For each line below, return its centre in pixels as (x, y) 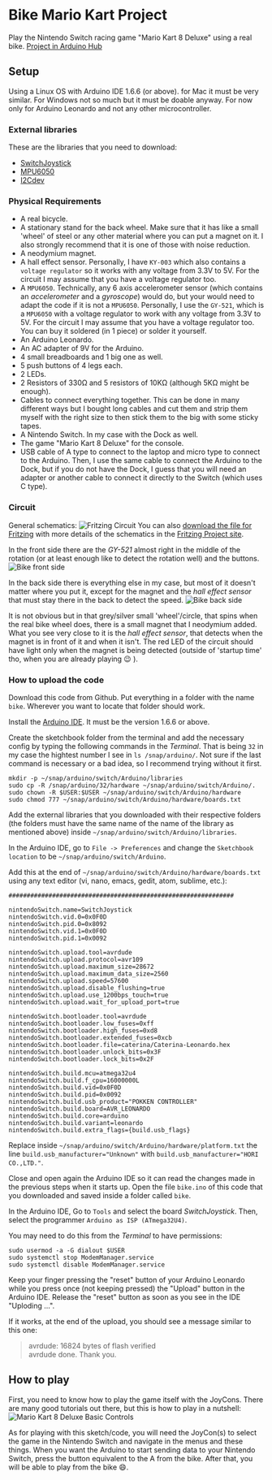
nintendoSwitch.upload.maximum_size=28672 (81, 967)
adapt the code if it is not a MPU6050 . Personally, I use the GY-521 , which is (142, 305)
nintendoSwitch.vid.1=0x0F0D (58, 931)
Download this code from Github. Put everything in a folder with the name (132, 697)
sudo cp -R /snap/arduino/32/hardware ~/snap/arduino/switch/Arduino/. (132, 785)
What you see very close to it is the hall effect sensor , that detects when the (136, 633)
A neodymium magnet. (58, 253)
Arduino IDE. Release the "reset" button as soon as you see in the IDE (125, 1296)
